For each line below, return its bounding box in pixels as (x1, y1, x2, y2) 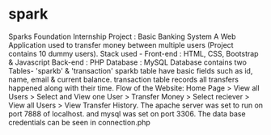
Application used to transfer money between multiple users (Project (8, 40, 234, 49)
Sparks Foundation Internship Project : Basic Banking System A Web (8, 32, 236, 41)
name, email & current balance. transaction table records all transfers (8, 74, 239, 84)
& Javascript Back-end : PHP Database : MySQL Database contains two (8, 57, 247, 67)
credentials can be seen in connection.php (8, 117, 151, 127)
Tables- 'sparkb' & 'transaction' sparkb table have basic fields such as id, (8, 65, 253, 75)
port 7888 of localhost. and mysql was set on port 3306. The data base (8, 108, 246, 118)
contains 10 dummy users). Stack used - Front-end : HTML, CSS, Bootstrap (8, 49, 259, 58)
